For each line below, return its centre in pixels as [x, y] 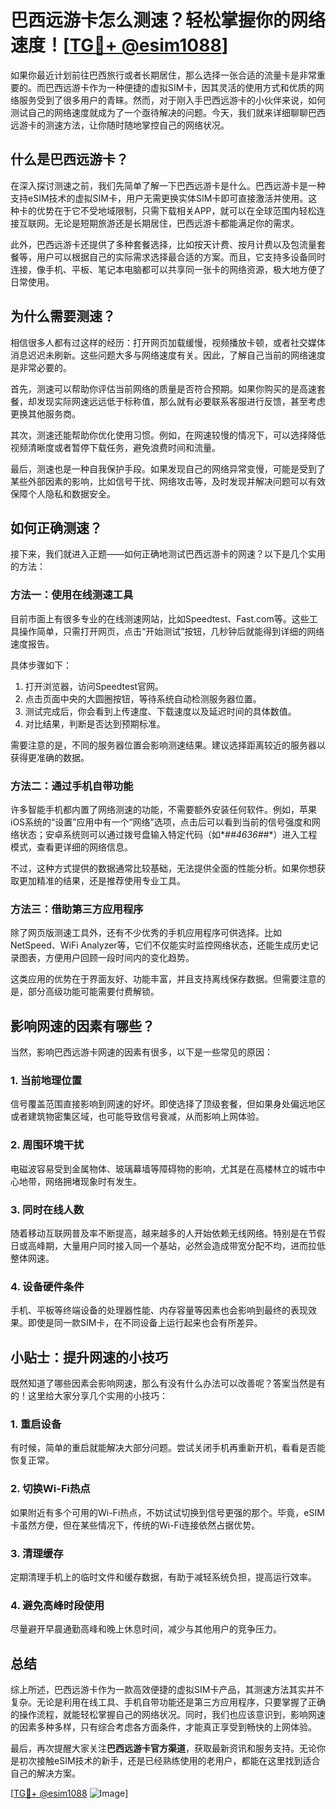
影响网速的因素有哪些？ [82, 1026]
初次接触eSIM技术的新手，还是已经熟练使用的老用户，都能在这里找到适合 [169, 1761]
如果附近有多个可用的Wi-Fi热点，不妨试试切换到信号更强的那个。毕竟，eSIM [167, 1512]
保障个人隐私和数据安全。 [63, 493]
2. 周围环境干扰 [47, 1145]
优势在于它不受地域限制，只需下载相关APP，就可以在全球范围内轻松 [176, 210]
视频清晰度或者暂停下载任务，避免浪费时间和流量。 [115, 447]
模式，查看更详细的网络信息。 [71, 847]
